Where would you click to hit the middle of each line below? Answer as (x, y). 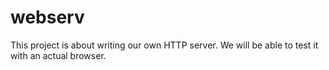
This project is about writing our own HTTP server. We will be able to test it (164, 45)
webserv (47, 17)
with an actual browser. (58, 55)
